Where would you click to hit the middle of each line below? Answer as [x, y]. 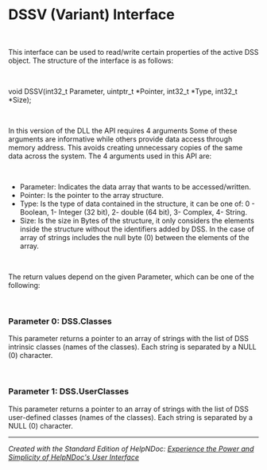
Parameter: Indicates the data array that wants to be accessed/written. [135, 186]
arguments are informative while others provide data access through [120, 139]
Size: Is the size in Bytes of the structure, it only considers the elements [137, 220]
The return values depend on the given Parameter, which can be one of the [131, 277]
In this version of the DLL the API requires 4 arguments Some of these [123, 130]
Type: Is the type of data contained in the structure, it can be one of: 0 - [137, 204]
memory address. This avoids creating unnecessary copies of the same [126, 147]
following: [24, 285]
